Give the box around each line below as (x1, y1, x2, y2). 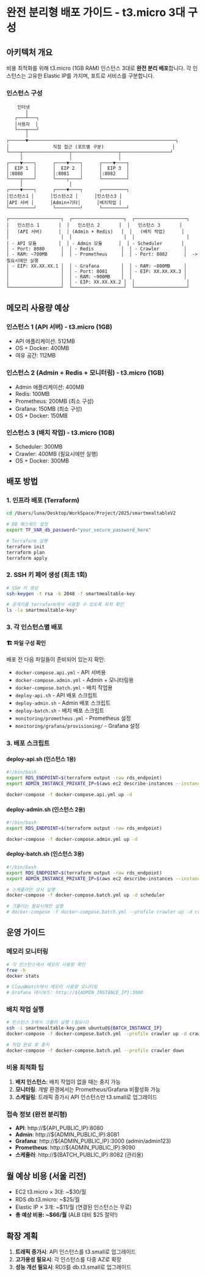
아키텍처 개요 (6, 47, 53, 57)
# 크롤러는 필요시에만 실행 (6, 903, 63, 909)
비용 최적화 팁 (6, 1063, 45, 1071)
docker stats (6, 973, 40, 979)
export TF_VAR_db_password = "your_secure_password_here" (6, 527, 151, 533)
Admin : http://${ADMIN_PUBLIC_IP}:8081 (15, 1131, 120, 1138)
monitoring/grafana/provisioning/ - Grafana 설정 (15, 722, 140, 730)
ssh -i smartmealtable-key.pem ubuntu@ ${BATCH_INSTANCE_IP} (6, 1025, 163, 1032)
